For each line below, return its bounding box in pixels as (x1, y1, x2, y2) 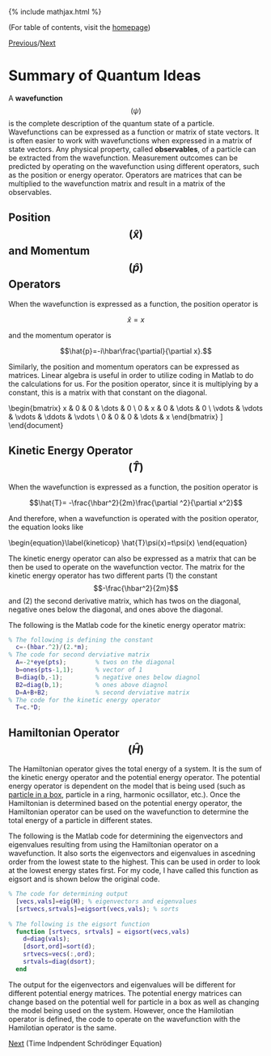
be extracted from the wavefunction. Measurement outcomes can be (8, 153, 239, 163)
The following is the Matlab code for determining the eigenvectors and (8, 831, 243, 841)
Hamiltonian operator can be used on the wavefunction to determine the (8, 807, 249, 816)
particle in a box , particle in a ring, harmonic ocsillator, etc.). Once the (8, 790, 241, 799)
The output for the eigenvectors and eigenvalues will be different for (8, 979, 236, 990)
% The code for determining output (8, 890, 129, 898)
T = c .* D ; (15, 703, 42, 711)
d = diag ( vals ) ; (23, 935, 70, 944)
